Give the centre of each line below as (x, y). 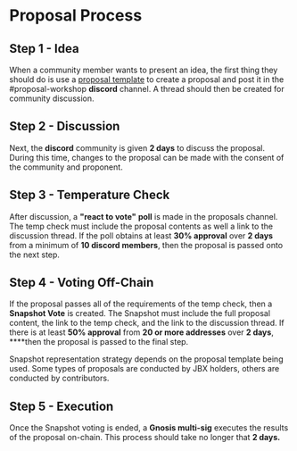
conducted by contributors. (59, 378)
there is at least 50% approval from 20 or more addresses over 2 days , (141, 332)
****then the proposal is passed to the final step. (99, 342)
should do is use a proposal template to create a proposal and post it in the (147, 79)
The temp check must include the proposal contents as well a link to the (141, 226)
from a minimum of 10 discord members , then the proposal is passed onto (146, 245)
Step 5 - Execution (62, 406)
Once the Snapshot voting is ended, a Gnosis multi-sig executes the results (149, 428)
